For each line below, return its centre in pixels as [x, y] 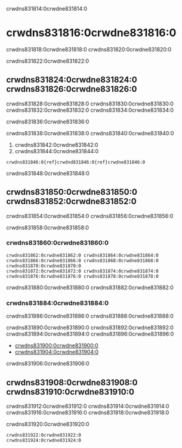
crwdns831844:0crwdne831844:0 [57, 151]
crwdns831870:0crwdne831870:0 [44, 266]
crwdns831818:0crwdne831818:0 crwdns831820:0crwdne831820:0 [89, 49]
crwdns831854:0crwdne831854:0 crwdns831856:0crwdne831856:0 [90, 216]
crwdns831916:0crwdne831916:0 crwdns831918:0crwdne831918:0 [88, 412]
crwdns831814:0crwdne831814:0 [47, 9]
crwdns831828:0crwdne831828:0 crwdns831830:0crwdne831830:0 [90, 104]
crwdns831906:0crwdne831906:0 [48, 364]
